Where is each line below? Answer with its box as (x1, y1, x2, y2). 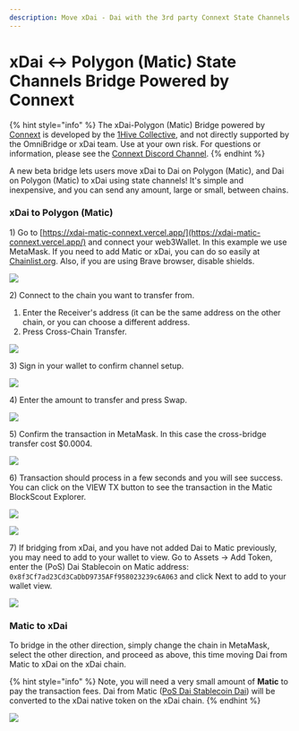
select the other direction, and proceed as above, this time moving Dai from (9, 649, 288, 660)
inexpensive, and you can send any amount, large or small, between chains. (9, 185, 289, 195)
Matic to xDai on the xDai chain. (9, 659, 127, 670)
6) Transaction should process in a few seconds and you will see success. (9, 472, 284, 483)
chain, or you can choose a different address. (21, 316, 191, 327)
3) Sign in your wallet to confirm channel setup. (9, 360, 184, 371)
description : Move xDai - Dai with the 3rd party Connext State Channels (9, 13, 291, 22)
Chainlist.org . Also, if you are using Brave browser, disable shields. (9, 255, 255, 266)
